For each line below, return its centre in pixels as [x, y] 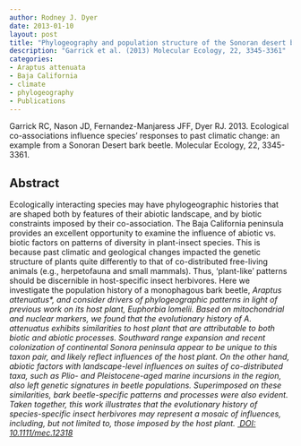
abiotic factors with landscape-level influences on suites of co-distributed [146, 366]
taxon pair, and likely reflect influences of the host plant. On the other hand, [149, 357]
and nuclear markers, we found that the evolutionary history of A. [131, 319]
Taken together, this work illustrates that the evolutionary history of [133, 405]
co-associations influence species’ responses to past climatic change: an [145, 136]
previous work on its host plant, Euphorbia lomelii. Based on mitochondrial [147, 309]
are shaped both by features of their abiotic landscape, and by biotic [136, 214]
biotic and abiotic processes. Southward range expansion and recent [138, 338]
